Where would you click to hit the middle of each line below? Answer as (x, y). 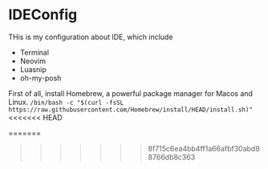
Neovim (33, 61)
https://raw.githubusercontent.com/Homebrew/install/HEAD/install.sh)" (130, 110)
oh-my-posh (41, 78)
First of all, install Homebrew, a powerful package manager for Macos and (130, 93)
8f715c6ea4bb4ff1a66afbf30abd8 (204, 148)
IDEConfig (43, 15)
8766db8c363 (172, 157)
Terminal (35, 52)
